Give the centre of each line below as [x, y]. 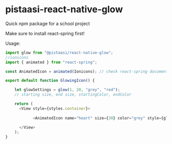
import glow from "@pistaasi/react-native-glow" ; [59, 53]
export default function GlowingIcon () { [50, 81]
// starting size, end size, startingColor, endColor [73, 95]
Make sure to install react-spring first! [45, 33]
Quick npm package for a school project [48, 23]
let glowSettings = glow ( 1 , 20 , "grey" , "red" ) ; [67, 90]
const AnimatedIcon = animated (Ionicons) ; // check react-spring [76, 71]
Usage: [13, 43]
